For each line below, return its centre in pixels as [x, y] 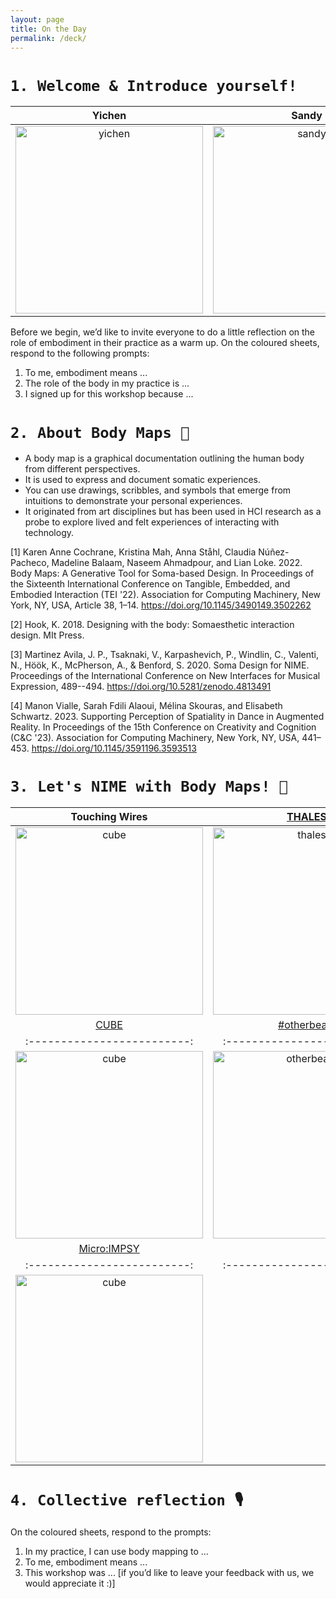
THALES [306, 817]
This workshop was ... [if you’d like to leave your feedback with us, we [169, 1573]
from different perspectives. [82, 469]
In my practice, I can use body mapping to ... [116, 1552]
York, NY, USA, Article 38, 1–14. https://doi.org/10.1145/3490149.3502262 [161, 605]
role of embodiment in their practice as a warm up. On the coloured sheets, [165, 343]
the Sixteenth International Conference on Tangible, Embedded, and [150, 584]
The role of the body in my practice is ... [107, 383]
